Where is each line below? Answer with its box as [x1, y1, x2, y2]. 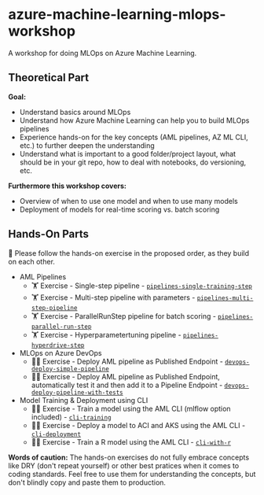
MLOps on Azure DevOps [19, 348, 102, 357]
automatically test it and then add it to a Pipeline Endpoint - [31, 380, 223, 390]
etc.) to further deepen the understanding [19, 140, 155, 150]
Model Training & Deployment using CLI [19, 395, 148, 404]
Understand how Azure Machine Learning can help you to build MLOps [19, 116, 250, 125]
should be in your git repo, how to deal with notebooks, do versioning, [19, 157, 247, 167]
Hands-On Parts [8, 227, 89, 241]
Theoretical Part [8, 71, 90, 84]
